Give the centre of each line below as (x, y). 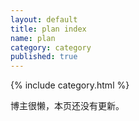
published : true (44, 57)
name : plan (33, 38)
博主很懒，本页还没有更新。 (67, 106)
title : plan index (48, 29)
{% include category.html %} (70, 85)
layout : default (44, 19)
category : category (51, 47)
